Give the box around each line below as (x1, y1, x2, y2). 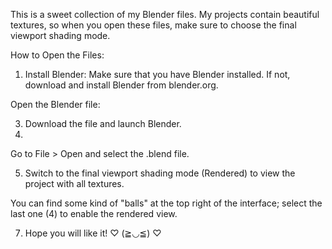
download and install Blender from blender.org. (24, 79, 219, 91)
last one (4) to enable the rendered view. (10, 208, 178, 219)
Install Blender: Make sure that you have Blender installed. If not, (24, 69, 291, 80)
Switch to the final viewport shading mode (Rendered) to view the (24, 167, 296, 179)
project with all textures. (24, 178, 125, 189)
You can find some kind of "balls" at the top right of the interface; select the (10, 197, 323, 209)
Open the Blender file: (10, 99, 101, 110)
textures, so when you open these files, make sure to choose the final (10, 19, 297, 31)
